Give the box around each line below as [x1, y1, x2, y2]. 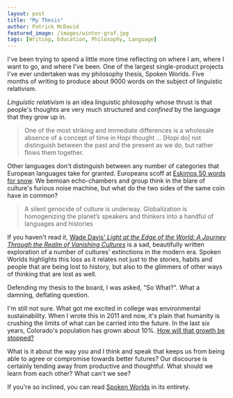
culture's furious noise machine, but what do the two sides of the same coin [7, 184, 225, 192]
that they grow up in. [7, 113, 67, 122]
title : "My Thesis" [7, 17, 64, 24]
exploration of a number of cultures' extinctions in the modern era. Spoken [7, 248, 221, 256]
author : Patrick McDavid [7, 23, 79, 30]
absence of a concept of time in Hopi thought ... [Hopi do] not [24, 133, 202, 142]
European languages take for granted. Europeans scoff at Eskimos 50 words [7, 169, 226, 178]
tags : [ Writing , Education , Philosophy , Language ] [7, 36, 157, 43]
